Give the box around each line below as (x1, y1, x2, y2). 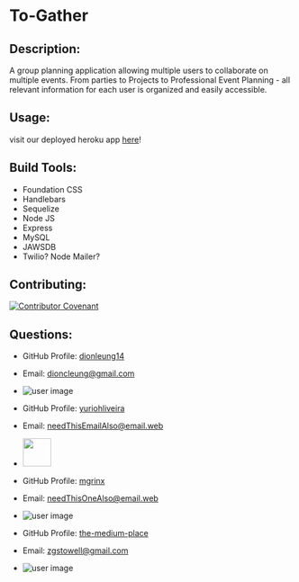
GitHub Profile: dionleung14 (22, 351, 124, 362)
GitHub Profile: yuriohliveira (22, 403, 125, 414)
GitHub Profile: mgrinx (22, 476, 105, 487)
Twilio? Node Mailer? (22, 251, 101, 262)
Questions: (9, 327, 73, 342)
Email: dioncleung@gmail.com (22, 368, 135, 379)
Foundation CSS (22, 184, 83, 194)
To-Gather (9, 5, 88, 26)
